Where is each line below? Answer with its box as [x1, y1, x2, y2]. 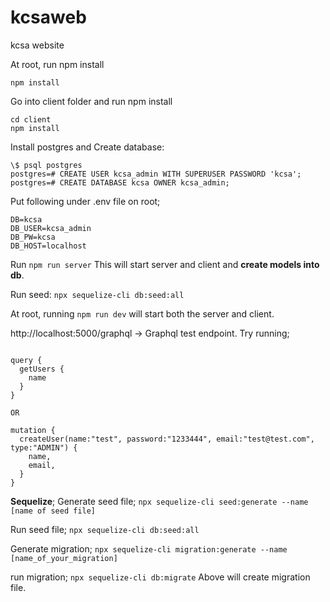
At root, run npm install [10, 58, 105, 70]
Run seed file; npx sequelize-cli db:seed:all [10, 523, 200, 535]
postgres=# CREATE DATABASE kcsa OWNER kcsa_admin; [10, 177, 230, 188]
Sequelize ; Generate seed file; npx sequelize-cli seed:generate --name [10, 495, 309, 507]
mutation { [10, 425, 56, 435]
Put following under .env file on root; [10, 195, 161, 207]
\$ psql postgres [10, 160, 83, 170]
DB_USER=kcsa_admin [10, 223, 92, 233]
